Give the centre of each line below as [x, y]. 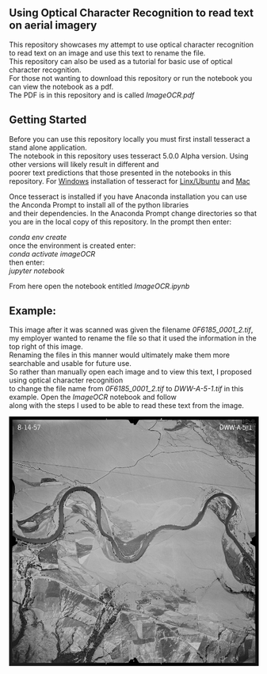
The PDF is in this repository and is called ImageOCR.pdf [102, 95]
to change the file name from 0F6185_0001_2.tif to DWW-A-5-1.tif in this [126, 389]
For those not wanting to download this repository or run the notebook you [131, 78]
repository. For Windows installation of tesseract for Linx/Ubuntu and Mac [130, 181]
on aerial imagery [53, 26]
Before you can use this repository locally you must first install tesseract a [130, 139]
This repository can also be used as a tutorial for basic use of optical [121, 61]
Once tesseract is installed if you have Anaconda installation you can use [128, 196]
